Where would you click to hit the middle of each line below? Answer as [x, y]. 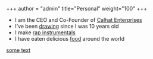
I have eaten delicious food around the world [70, 39]
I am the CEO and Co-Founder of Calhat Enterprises [78, 20]
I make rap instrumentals [45, 32]
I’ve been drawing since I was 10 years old [67, 26]
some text [18, 50]
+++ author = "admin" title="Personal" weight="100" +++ [77, 9]
